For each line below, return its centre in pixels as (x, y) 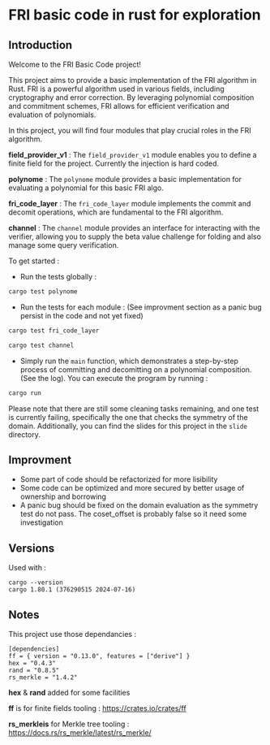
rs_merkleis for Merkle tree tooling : (69, 724)
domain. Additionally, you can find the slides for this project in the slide (128, 426)
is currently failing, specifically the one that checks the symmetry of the (129, 417)
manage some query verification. (64, 245)
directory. (24, 434)
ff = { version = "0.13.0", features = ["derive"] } (99, 656)
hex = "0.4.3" (32, 663)
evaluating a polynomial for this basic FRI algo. (86, 188)
